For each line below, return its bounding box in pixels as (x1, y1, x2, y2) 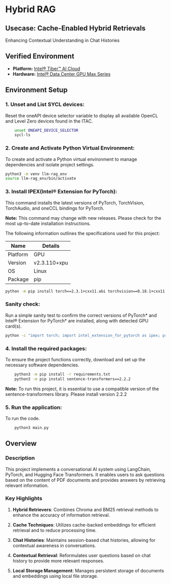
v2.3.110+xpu (34, 259, 69, 266)
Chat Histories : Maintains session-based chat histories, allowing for (12, 537, 156, 543)
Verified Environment (5, 52, 75, 61)
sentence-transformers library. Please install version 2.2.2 (5, 391, 127, 397)
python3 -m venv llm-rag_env (5, 171, 67, 177)
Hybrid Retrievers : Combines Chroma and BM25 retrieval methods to (12, 506, 159, 512)
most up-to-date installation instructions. (5, 220, 91, 226)
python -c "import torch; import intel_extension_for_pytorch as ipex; (5, 333, 160, 338)
